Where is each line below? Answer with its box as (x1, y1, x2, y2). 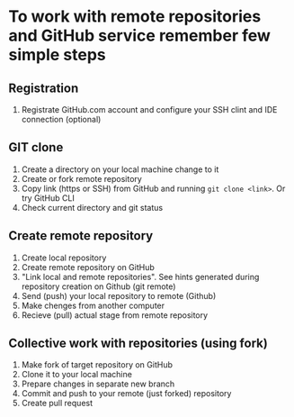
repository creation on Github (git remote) (21, 281, 176, 292)
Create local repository (21, 252, 107, 263)
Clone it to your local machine (21, 369, 132, 380)
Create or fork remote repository (21, 173, 143, 184)
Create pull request (21, 398, 94, 409)
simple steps (8, 45, 107, 65)
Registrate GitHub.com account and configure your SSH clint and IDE (21, 104, 278, 114)
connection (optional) (21, 114, 102, 124)
